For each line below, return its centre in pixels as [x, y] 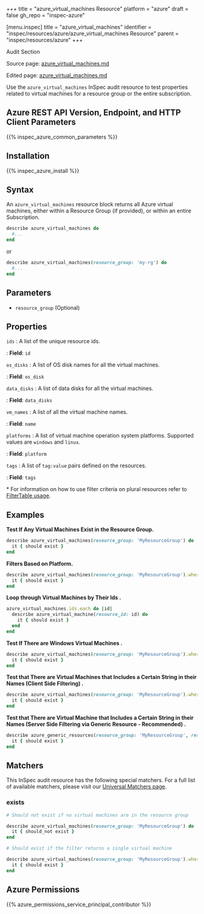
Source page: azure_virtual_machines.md [58, 64]
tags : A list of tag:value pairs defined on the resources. [76, 466]
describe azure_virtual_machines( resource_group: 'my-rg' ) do [87, 263]
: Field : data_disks [29, 400]
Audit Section [23, 52]
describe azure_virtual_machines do [53, 228]
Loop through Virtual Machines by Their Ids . [64, 598]
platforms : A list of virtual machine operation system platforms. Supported [100, 436]
